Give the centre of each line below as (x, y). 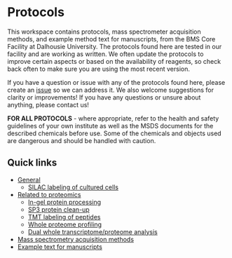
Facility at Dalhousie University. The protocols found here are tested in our (115, 46)
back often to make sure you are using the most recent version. (99, 69)
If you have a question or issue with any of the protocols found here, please (116, 82)
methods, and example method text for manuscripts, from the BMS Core (111, 39)
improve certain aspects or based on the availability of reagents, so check (114, 61)
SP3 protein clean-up (59, 209)
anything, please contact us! (48, 104)
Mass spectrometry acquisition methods (76, 239)
